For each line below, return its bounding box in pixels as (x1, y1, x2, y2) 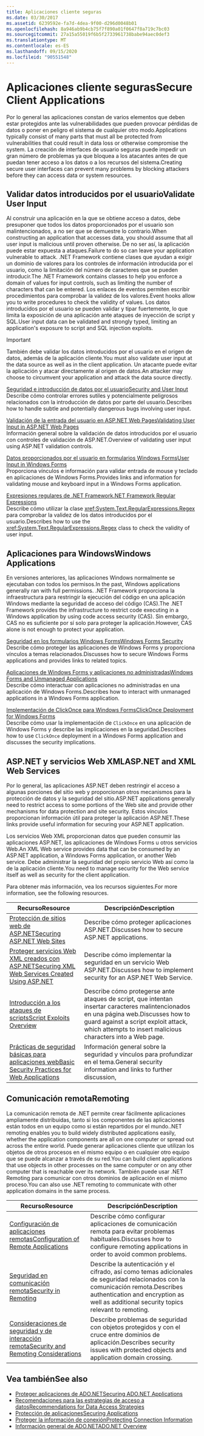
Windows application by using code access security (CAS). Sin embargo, (6, 613, 189, 620)
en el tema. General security (84, 1058, 163, 1066)
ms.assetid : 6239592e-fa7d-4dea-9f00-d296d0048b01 (6, 20, 137, 26)
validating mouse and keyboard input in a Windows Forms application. (6, 480, 182, 488)
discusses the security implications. (6, 739, 96, 746)
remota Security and (9, 1342, 66, 1350)
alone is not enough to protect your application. (6, 626, 125, 633)
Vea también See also (6, 1374, 88, 1384)
